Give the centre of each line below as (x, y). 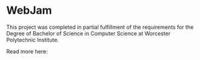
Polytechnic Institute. (33, 40)
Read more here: (27, 51)
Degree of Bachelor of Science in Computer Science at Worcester (88, 33)
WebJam (29, 10)
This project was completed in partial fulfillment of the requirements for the (100, 27)
